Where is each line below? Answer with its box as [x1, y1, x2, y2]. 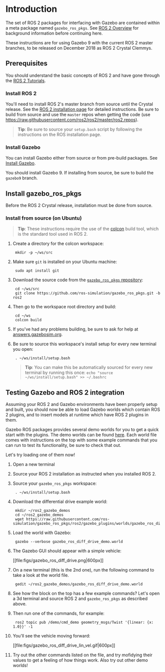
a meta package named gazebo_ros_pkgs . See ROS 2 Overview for [5, 25, 139, 31]
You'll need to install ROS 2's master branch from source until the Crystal [5, 101, 154, 107]
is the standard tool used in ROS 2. [17, 231, 88, 237]
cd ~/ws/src [15, 287, 40, 292]
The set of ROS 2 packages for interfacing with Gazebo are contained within [5, 20, 160, 26]
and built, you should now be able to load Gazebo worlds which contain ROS [5, 406, 161, 412]
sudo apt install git [15, 269, 59, 273]
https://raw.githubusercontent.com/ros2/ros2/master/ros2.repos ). [5, 117, 139, 123]
